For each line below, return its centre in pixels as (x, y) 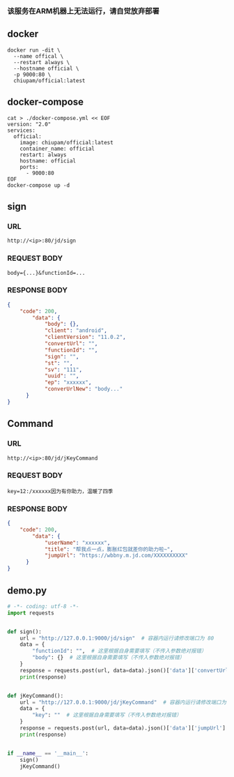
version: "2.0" (29, 124)
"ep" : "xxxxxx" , (68, 383)
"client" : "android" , (76, 331)
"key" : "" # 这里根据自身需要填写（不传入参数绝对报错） (107, 715)
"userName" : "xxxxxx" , (77, 543)
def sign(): (24, 632)
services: (22, 130)
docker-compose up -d (39, 185)
